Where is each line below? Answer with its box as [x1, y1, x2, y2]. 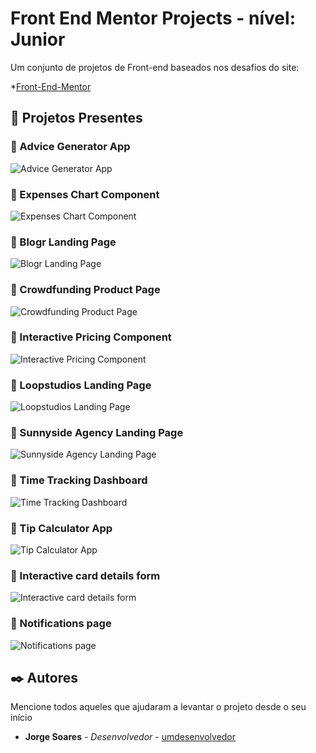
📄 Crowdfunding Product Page [10, 283, 161, 297]
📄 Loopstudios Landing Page [10, 378, 152, 392]
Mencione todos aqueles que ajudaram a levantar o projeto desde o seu [10, 701, 307, 713]
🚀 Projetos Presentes [10, 110, 143, 127]
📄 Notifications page [10, 617, 112, 631]
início [10, 712, 33, 724]
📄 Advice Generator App [10, 140, 131, 154]
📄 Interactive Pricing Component [10, 330, 172, 344]
